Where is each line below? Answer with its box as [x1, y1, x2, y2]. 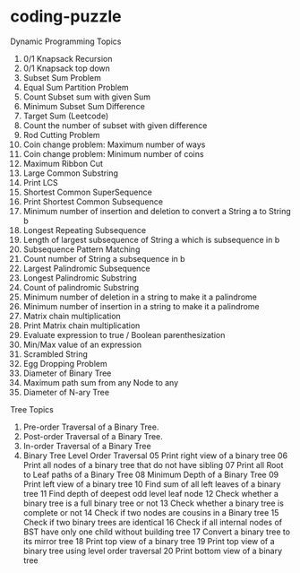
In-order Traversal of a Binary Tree [22, 440, 151, 451]
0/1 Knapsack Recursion [22, 53, 113, 64]
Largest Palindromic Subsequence [22, 263, 150, 273]
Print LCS [22, 177, 59, 187]
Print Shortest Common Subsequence [22, 195, 164, 207]
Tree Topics [10, 404, 55, 414]
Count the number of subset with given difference [22, 119, 208, 131]
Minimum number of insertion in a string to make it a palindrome [22, 300, 260, 311]
